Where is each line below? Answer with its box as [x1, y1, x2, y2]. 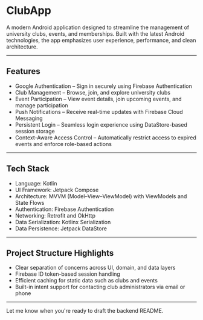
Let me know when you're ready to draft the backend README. [6, 307, 164, 315]
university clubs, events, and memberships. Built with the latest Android [6, 30, 185, 37]
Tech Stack [6, 164, 50, 174]
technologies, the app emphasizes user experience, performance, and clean [6, 36, 196, 44]
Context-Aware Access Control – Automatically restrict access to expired [14, 134, 196, 141]
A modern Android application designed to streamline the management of [6, 24, 190, 31]
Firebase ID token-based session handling [14, 270, 121, 278]
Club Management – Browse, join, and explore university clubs [14, 88, 171, 96]
